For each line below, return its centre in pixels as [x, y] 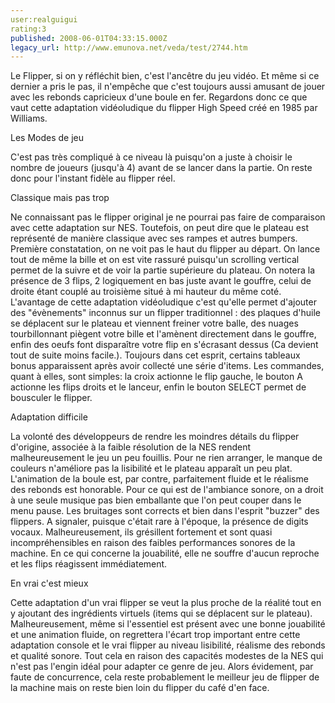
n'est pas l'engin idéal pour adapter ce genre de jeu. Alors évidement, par [162, 667]
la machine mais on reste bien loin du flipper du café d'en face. [140, 688]
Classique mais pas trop [60, 198]
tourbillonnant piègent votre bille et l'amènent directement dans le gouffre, [163, 334]
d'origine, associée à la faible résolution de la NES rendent [131, 447]
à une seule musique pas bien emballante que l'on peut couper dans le [156, 500]
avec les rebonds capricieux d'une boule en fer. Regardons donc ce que [159, 97]
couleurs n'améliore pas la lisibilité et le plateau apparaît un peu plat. [151, 468]
